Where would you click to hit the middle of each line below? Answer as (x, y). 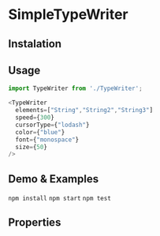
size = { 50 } (31, 147)
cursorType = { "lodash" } (52, 125)
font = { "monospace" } (47, 140)
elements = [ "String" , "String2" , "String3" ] (84, 111)
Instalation (35, 44)
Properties (35, 223)
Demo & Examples (54, 179)
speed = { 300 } (35, 118)
